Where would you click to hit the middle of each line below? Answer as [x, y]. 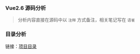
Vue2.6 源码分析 [26, 8]
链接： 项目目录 [21, 46]
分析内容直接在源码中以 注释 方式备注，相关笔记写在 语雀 [76, 20]
